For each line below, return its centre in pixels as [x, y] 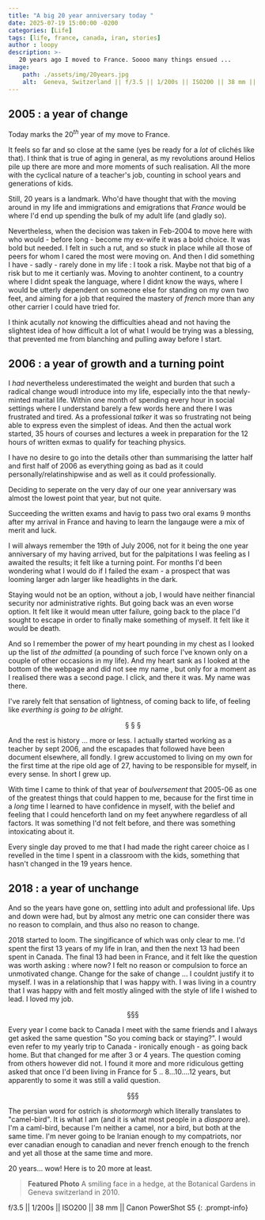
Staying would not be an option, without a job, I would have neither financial [132, 595]
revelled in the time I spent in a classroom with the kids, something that [124, 855]
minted [20, 400]
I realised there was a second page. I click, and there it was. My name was [129, 677]
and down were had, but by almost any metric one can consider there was [129, 916]
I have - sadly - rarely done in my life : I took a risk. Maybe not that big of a [130, 264]
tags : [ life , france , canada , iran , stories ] [84, 38]
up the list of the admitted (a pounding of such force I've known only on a [128, 652]
